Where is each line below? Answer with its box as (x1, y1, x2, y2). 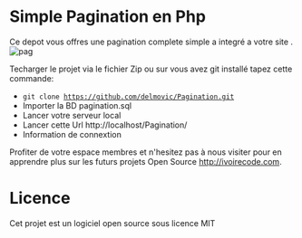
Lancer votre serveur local (22, 109, 122, 120)
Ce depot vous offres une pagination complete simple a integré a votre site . (9, 36, 293, 47)
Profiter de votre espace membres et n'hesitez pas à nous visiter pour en (9, 147, 283, 157)
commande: (9, 72, 54, 83)
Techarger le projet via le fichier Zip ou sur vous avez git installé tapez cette (9, 63, 293, 74)
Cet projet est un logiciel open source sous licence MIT (9, 217, 216, 228)
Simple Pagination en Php (9, 6, 207, 27)
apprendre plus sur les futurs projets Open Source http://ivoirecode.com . (9, 156, 283, 167)
